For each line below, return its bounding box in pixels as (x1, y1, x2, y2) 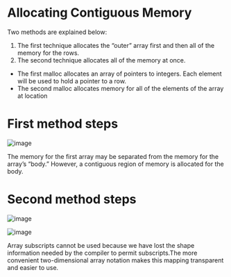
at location (17, 92, 48, 100)
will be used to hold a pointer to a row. (17, 76, 127, 85)
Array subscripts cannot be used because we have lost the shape (7, 241, 195, 249)
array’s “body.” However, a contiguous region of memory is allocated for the (7, 160, 224, 168)
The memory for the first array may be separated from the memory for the (7, 152, 219, 160)
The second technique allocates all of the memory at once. (17, 56, 186, 64)
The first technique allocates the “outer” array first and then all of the (17, 41, 215, 49)
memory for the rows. (17, 49, 80, 57)
